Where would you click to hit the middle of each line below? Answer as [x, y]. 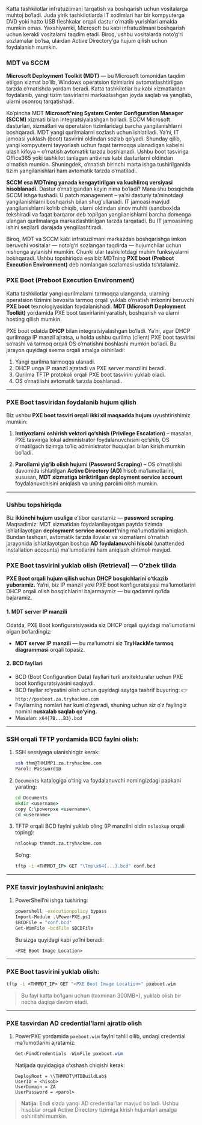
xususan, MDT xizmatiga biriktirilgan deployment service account [99, 477]
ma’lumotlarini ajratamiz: [45, 1043]
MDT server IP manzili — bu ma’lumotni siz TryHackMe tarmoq [94, 643]
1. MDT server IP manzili [37, 612]
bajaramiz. [19, 598]
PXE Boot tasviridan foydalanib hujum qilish [71, 402]
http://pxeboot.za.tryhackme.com [57, 699]
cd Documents [31, 798]
